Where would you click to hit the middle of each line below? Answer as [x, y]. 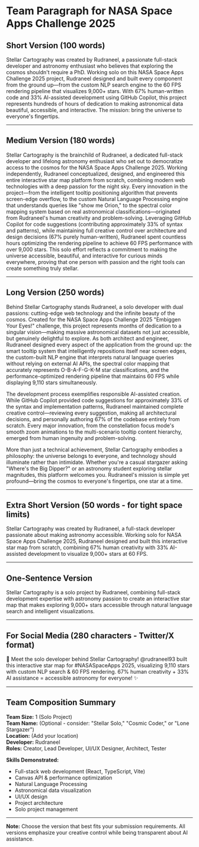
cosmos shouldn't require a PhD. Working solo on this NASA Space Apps [95, 72]
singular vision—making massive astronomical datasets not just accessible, [98, 332]
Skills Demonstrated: [33, 760]
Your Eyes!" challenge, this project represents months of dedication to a [94, 326]
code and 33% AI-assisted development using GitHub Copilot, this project [96, 97]
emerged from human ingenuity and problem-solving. [72, 438]
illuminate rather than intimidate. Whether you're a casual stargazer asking [97, 462]
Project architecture [39, 803]
